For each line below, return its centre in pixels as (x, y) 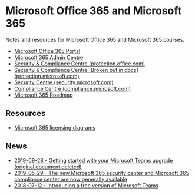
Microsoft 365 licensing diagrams (54, 127)
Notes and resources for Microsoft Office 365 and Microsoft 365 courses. (95, 39)
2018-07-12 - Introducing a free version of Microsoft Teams (86, 185)
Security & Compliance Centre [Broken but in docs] (76, 70)
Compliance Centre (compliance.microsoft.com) (72, 88)
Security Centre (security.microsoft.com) (64, 82)
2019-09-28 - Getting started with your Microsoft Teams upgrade (93, 160)
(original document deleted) (48, 167)
